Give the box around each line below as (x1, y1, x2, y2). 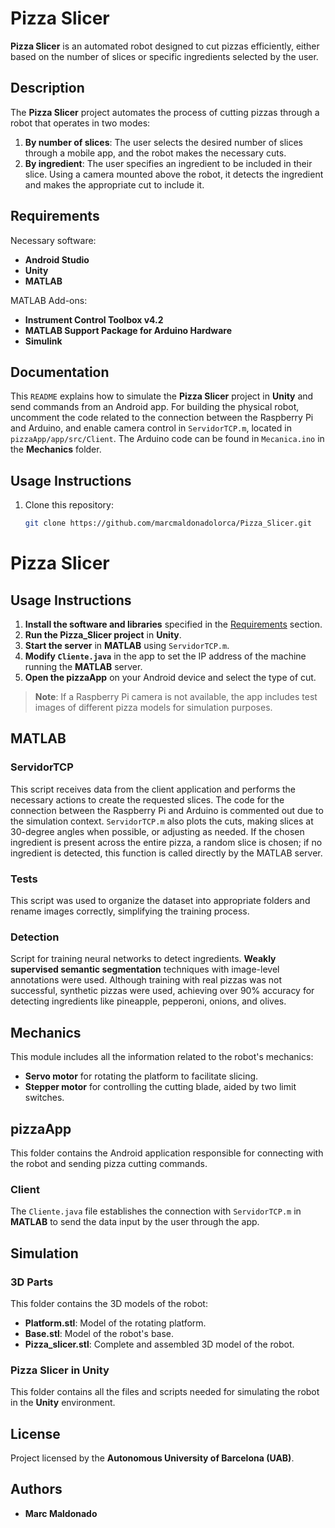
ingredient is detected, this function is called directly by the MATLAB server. (10, 847, 323, 859)
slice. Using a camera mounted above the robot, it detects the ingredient (24, 168, 324, 180)
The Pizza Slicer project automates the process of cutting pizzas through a (10, 106, 320, 118)
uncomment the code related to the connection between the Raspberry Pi (10, 412, 314, 424)
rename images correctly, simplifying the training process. (10, 905, 250, 917)
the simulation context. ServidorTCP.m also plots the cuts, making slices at (10, 815, 314, 827)
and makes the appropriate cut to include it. (24, 178, 205, 191)
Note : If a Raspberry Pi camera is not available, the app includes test (34, 691, 318, 703)
